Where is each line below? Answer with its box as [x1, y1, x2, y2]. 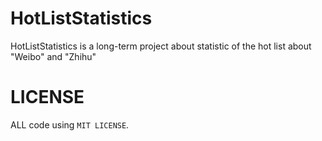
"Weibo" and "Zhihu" [10, 50, 97, 62]
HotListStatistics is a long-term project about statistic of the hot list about [10, 40, 312, 52]
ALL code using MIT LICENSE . [10, 118, 130, 131]
